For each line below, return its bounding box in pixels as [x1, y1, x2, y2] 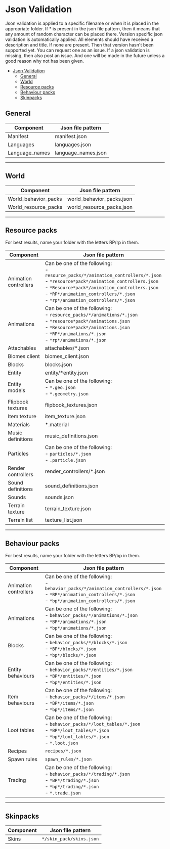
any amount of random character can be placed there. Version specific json [5, 31, 163, 37]
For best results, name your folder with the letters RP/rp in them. [5, 239, 139, 246]
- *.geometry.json [45, 390, 89, 397]
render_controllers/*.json [45, 468, 105, 475]
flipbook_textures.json [45, 401, 98, 409]
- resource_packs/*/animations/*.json [45, 311, 138, 318]
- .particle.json [45, 457, 86, 464]
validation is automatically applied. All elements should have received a [5, 36, 153, 42]
